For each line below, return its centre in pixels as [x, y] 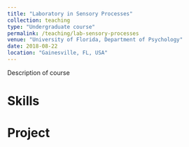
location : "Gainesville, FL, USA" [58, 53]
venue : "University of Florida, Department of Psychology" [95, 40]
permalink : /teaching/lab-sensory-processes [73, 33]
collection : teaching [39, 20]
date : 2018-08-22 [33, 46]
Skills [23, 101]
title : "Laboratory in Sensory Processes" [70, 14]
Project [29, 133]
